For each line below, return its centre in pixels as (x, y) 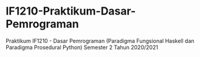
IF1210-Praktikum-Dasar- (71, 11)
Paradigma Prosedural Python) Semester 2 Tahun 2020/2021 (82, 47)
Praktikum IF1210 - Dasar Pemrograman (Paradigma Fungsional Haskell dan (100, 41)
